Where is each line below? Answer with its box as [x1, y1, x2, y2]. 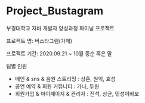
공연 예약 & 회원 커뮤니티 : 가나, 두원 [14, 82, 100, 90]
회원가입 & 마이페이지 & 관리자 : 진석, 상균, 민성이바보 [14, 90, 139, 97]
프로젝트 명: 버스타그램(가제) [6, 37, 73, 44]
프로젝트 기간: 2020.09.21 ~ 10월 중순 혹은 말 [6, 49, 112, 57]
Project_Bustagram [6, 4, 104, 18]
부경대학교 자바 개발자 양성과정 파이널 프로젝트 [6, 24, 115, 32]
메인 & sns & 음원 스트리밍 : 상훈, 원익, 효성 [14, 75, 116, 82]
